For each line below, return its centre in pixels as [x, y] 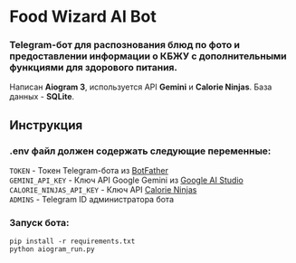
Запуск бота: [39, 223]
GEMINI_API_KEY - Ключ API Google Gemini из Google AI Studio [127, 180]
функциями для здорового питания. [94, 68]
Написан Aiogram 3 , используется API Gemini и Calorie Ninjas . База [141, 87]
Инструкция [46, 125]
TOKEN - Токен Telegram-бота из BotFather [89, 171]
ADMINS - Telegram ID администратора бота [92, 200]
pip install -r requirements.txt [72, 241]
